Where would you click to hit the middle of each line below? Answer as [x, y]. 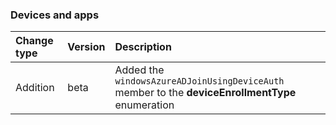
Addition [35, 88]
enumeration [144, 105]
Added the [139, 70]
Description [143, 47]
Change [34, 41]
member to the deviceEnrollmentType [205, 93]
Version [86, 47]
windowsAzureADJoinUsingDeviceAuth [199, 81]
